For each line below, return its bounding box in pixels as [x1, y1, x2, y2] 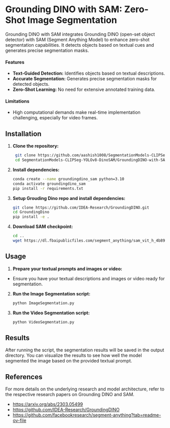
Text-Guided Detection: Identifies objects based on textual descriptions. [12, 70, 165, 77]
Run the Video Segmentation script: [12, 310, 90, 316]
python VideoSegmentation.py [12, 319, 75, 324]
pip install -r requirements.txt [12, 186, 84, 191]
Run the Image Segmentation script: [12, 290, 90, 297]
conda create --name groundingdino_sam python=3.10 [12, 176, 124, 181]
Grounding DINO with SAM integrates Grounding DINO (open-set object [5, 31, 155, 37]
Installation [5, 129, 42, 138]
